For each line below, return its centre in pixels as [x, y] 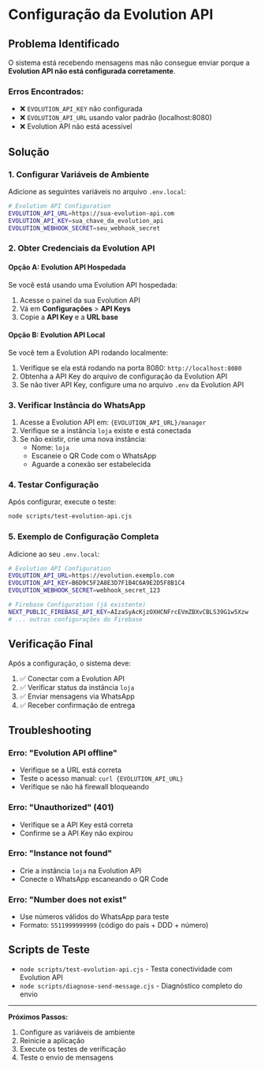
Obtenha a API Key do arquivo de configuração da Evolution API [123, 376]
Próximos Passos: [38, 1016]
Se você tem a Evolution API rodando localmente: [88, 352]
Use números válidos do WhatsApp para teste [94, 917]
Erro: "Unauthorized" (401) [61, 808]
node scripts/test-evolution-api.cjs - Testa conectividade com [126, 969]
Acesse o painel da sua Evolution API [80, 300]
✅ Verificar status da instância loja [77, 687]
